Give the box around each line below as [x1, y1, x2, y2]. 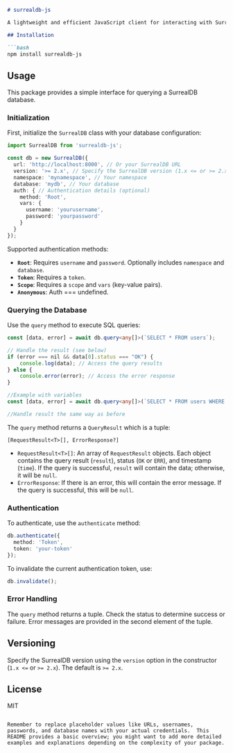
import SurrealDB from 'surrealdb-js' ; [7, 142, 123, 149]
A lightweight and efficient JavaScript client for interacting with [7, 19, 213, 26]
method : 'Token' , [13, 538, 64, 545]
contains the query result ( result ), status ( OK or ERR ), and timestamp [17, 456, 212, 465]
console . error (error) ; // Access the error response [19, 372, 175, 380]
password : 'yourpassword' [25, 213, 101, 220]
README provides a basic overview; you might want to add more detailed [7, 734, 222, 740]
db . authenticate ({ [7, 532, 60, 540]
